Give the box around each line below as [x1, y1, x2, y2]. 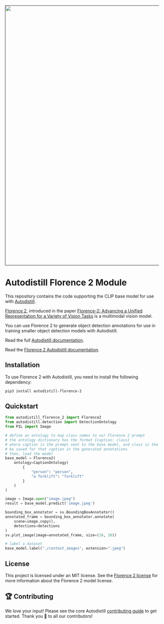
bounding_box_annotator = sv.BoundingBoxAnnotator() [5, 510, 115, 515]
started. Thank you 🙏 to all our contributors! [5, 613, 93, 619]
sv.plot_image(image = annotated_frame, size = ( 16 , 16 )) [5, 532, 117, 537]
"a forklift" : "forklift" [31, 474, 84, 479]
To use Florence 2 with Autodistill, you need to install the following [5, 374, 138, 380]
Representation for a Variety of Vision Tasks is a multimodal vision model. [5, 313, 153, 319]
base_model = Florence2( [5, 456, 56, 461]
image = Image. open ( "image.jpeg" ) [5, 496, 76, 502]
